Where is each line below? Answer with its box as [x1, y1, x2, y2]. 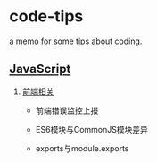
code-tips [9, 6, 84, 27]
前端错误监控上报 [35, 105, 99, 116]
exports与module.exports [35, 142, 129, 153]
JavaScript [9, 61, 71, 77]
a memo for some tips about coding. [9, 36, 143, 46]
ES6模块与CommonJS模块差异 [35, 124, 149, 134]
